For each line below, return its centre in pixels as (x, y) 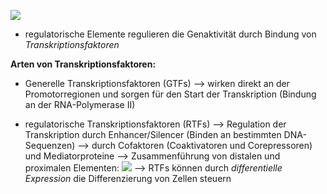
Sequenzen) (50, 145)
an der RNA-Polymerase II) (80, 104)
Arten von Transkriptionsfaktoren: (83, 64)
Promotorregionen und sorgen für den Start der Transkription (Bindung (170, 94)
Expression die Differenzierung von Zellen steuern (128, 178)
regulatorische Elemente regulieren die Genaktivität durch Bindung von (170, 34)
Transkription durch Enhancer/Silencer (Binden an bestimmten (153, 134)
